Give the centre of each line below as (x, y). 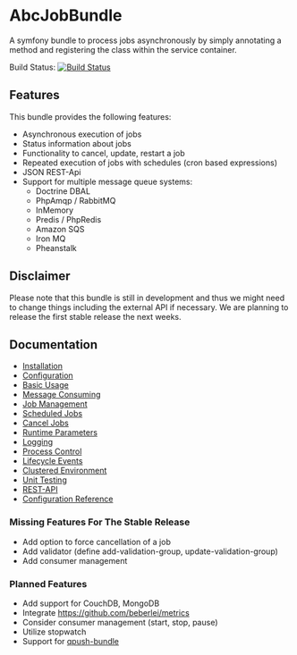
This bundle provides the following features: (90, 116)
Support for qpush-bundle (70, 641)
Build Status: (33, 67)
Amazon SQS (60, 229)
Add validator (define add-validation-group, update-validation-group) (150, 551)
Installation (42, 366)
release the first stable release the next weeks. (95, 316)
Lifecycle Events (52, 461)
